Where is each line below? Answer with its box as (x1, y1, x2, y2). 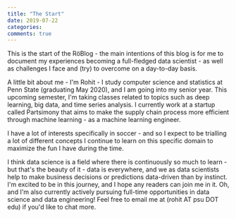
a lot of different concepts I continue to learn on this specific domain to (7, 137, 213, 145)
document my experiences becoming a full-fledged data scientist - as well (7, 57, 223, 66)
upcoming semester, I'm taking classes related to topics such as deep (7, 93, 210, 102)
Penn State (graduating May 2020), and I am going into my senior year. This (7, 85, 228, 94)
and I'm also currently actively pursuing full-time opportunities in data (7, 188, 210, 196)
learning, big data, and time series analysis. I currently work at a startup (7, 100, 216, 109)
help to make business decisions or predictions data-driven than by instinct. (7, 173, 228, 181)
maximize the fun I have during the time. (7, 144, 125, 152)
